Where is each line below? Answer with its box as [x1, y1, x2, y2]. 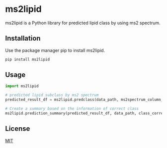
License [5, 125, 30, 133]
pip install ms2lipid [5, 57, 50, 62]
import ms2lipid [5, 84, 39, 89]
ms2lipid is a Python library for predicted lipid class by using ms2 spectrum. [5, 20, 161, 26]
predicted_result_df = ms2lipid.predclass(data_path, [5, 98, 119, 102]
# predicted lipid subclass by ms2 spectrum [5, 93, 99, 98]
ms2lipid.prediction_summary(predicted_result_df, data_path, [5, 110, 137, 116]
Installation [5, 34, 41, 43]
